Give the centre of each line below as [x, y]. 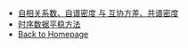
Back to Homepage [53, 34]
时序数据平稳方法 [49, 24]
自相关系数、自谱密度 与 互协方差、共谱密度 [98, 13]
